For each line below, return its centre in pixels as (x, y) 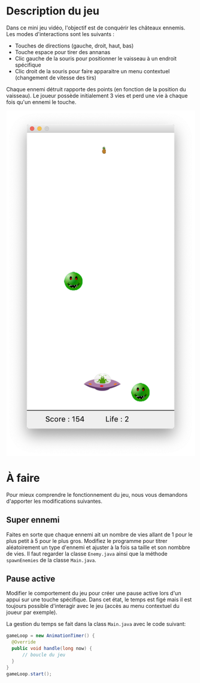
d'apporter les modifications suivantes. (54, 501)
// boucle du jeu (44, 655)
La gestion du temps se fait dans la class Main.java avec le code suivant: (96, 624)
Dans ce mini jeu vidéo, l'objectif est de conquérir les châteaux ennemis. (96, 28)
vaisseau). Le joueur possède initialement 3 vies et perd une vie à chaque (97, 96)
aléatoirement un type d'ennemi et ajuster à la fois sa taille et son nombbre (98, 547)
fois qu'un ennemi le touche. (41, 102)
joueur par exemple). (32, 612)
